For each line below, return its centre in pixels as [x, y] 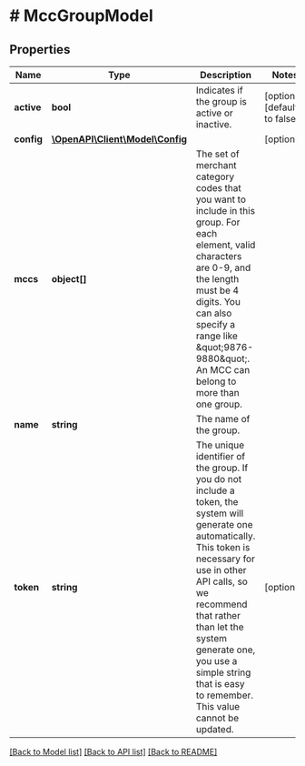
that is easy [220, 684]
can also [214, 313]
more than [217, 393]
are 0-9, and [223, 267]
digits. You [218, 302]
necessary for [226, 559]
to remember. [225, 695]
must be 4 [217, 290]
